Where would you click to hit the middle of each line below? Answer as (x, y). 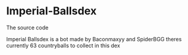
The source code (27, 27)
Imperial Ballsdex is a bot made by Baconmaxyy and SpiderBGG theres (94, 39)
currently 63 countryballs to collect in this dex (63, 45)
